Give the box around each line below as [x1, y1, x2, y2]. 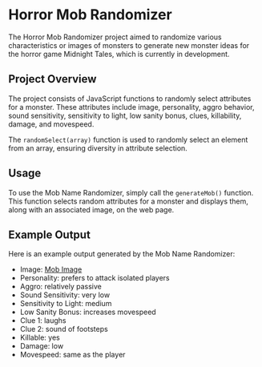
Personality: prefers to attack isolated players [19, 273, 170, 283]
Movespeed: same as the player [19, 350, 126, 360]
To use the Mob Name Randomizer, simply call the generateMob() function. [8, 188, 254, 197]
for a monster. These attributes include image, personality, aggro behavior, [8, 102, 255, 111]
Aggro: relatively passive [19, 282, 102, 292]
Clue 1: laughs [19, 316, 67, 325]
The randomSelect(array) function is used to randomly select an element [8, 135, 248, 144]
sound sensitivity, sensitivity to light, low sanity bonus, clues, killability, [8, 111, 242, 120]
